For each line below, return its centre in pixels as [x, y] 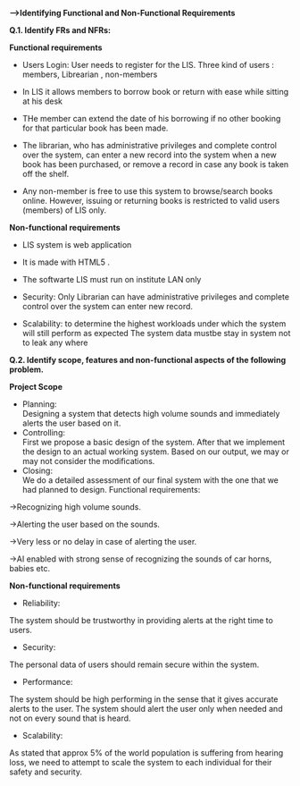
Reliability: [41, 603]
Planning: [39, 404]
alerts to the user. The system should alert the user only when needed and [146, 709]
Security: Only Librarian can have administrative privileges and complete [156, 297]
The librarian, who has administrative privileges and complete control [149, 145]
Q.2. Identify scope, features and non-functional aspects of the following [148, 360]
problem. [27, 369]
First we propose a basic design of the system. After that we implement [154, 442]
